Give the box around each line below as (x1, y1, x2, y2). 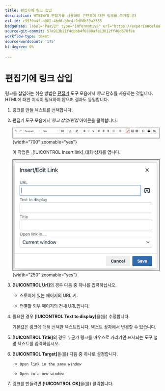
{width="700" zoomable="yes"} (12, 139, 77, 145)
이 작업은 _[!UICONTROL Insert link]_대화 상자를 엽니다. (12, 149, 121, 155)
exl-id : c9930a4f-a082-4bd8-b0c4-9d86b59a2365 (5, 18, 102, 23)
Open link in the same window (19, 362, 82, 367)
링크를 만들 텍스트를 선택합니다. (12, 107, 73, 113)
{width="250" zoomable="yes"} (12, 272, 78, 278)
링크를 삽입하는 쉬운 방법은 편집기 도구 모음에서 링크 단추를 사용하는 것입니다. (5, 90, 153, 96)
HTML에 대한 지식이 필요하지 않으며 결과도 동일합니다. (5, 96, 110, 102)
